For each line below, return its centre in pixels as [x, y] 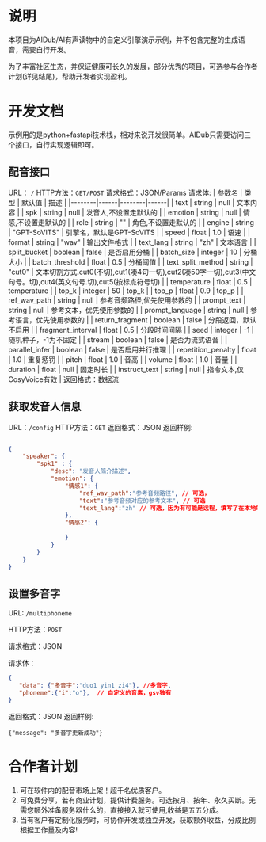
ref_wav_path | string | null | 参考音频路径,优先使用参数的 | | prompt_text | [127, 300]
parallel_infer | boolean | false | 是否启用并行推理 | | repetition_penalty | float [133, 349]
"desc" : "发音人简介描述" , [91, 471]
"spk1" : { [55, 464]
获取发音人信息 [45, 407]
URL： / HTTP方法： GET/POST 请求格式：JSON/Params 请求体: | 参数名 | [125, 192]
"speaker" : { [44, 456]
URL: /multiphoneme [40, 613]
